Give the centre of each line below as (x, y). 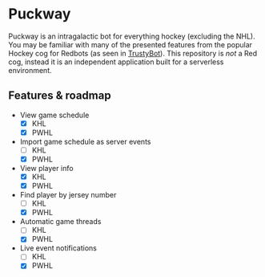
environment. (30, 70)
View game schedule (54, 115)
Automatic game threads (60, 222)
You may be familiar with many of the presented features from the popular (130, 44)
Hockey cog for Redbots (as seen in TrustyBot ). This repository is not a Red (133, 53)
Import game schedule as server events (85, 141)
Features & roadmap (60, 96)
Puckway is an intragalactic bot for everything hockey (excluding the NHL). (132, 36)
